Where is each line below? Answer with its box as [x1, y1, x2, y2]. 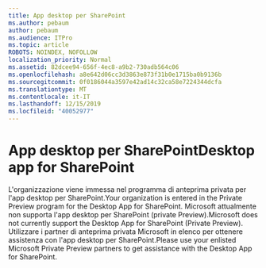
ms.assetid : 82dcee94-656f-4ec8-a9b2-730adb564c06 [8, 63, 179, 71]
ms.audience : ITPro [8, 33, 73, 42]
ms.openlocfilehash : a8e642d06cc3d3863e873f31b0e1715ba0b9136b [8, 71, 222, 78]
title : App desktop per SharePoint [8, 11, 126, 20]
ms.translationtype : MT [8, 85, 87, 94]
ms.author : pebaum [8, 19, 69, 27]
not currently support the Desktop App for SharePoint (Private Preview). [8, 218, 244, 228]
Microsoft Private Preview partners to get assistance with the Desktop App [8, 243, 253, 253]
